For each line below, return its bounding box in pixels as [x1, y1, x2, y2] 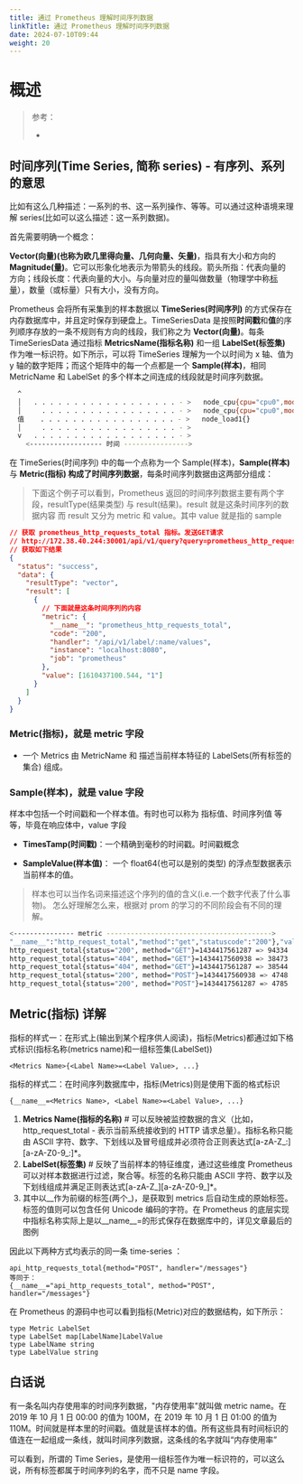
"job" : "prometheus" [49, 654, 127, 664]
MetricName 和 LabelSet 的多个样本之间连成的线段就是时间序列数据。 [9, 371, 269, 382]
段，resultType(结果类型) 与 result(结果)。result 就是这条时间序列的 [31, 499, 281, 510]
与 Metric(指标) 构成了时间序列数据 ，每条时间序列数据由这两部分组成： [9, 469, 274, 480]
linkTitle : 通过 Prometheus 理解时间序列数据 [9, 22, 170, 31]
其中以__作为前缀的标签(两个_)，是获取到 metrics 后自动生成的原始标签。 [22, 1192, 293, 1203]
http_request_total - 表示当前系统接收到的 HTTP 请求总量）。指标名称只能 [22, 1125, 293, 1135]
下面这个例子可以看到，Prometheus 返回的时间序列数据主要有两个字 [31, 488, 285, 499]
